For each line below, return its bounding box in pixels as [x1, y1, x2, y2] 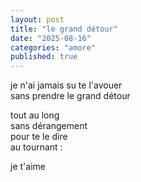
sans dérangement [10, 120, 88, 132]
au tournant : [10, 141, 63, 153]
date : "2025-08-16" [10, 33, 92, 43]
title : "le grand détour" [10, 24, 118, 34]
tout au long [10, 109, 60, 121]
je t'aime [10, 161, 46, 173]
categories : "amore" [10, 42, 97, 53]
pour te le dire [10, 131, 68, 143]
